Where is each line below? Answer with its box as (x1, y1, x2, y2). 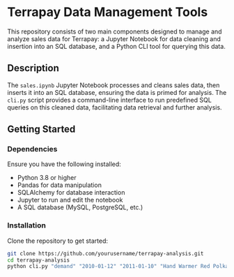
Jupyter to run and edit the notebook (17, 196, 123, 204)
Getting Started (7, 123, 76, 135)
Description (7, 62, 59, 74)
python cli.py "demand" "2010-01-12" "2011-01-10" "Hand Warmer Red (7, 263, 210, 270)
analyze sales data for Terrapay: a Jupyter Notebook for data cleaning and (7, 34, 221, 43)
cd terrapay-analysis (7, 256, 70, 264)
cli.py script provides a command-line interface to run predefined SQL (7, 96, 212, 104)
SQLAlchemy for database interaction (17, 188, 125, 197)
